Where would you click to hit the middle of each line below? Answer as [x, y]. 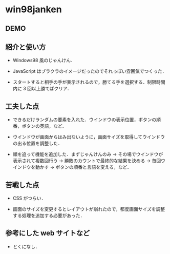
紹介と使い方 [26, 47]
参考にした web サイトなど [48, 233]
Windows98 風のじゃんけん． [44, 61]
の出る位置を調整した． [37, 143]
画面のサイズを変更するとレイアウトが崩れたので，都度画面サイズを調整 [89, 209]
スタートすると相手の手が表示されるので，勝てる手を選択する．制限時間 [89, 82]
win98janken [34, 9]
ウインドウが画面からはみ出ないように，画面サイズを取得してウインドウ [89, 137]
